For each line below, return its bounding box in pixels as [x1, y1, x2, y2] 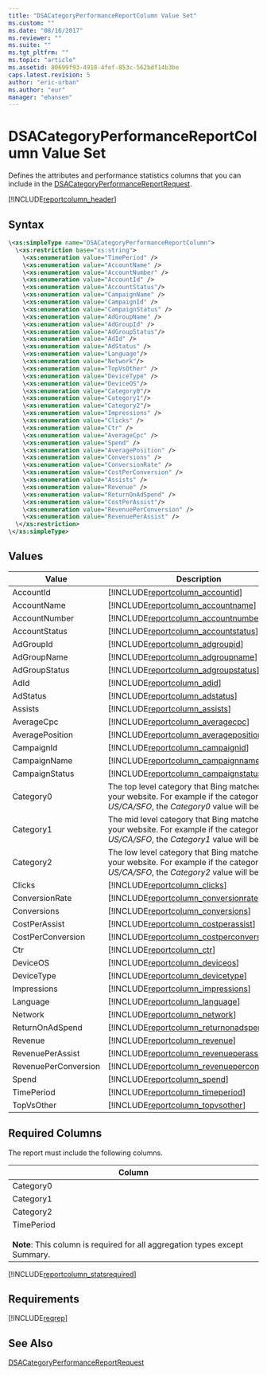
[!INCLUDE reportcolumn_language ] [107, 996, 241, 1007]
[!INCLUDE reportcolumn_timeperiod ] [107, 1087, 246, 1098]
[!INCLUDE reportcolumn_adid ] [107, 677, 222, 688]
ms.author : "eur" [8, 85, 66, 94]
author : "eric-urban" [8, 78, 80, 86]
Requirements [8, 1292, 79, 1306]
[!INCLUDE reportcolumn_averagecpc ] [107, 716, 250, 727]
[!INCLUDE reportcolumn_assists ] [107, 703, 232, 714]
